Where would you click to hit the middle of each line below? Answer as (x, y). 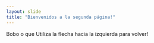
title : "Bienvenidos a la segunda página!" (61, 17)
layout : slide (24, 11)
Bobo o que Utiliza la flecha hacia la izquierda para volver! (77, 34)
